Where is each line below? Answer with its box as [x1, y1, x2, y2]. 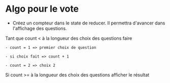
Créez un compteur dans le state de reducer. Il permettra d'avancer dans [12, 20, 165, 26]
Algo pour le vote [5, 3, 79, 15]
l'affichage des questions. [12, 25, 67, 31]
